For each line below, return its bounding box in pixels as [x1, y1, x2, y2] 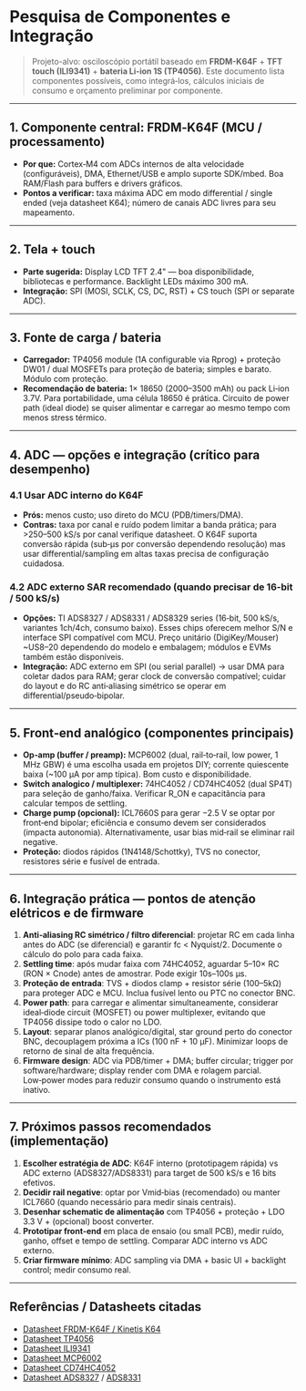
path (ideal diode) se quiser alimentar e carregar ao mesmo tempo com [22, 403, 291, 414]
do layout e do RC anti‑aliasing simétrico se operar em [22, 681, 227, 692]
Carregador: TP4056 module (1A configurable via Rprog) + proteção [22, 354, 280, 366]
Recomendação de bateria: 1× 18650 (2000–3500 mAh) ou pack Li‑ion [22, 383, 290, 394]
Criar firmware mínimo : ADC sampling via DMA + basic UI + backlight [22, 1254, 287, 1265]
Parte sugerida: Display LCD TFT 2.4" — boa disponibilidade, [22, 266, 255, 277]
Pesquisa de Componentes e [9, 6, 230, 27]
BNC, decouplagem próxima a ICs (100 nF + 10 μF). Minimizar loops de [22, 1036, 289, 1046]
